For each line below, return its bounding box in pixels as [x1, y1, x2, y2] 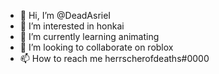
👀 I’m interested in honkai [19, 20, 125, 32]
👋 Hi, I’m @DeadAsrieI [19, 10, 112, 21]
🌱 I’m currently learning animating [19, 31, 160, 42]
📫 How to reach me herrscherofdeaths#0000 [19, 53, 210, 64]
